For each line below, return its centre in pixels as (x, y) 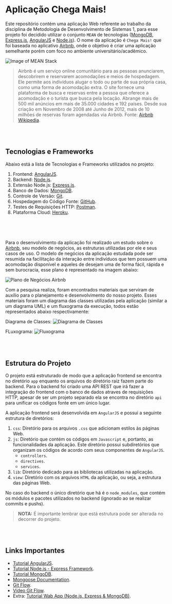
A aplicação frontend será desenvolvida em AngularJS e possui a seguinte (83, 413)
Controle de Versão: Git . (38, 196)
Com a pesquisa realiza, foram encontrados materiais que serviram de (80, 290)
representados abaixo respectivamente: (47, 312)
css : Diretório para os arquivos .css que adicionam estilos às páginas (86, 428)
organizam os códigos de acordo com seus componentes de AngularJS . (89, 450)
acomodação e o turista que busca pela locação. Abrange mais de (88, 98)
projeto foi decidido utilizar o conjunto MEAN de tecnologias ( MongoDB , (80, 34)
